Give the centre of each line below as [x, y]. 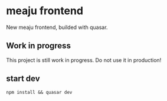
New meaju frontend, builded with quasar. [57, 27]
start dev [23, 79]
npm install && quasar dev [39, 92]
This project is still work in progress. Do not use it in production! [84, 60]
